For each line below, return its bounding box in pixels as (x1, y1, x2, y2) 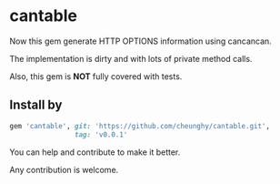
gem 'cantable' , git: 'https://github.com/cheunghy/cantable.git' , (9, 121, 271, 130)
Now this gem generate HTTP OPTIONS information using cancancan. (9, 36, 273, 46)
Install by (9, 97, 63, 113)
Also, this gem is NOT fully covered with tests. (9, 70, 183, 82)
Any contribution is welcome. (9, 164, 119, 175)
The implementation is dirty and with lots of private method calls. (9, 53, 253, 64)
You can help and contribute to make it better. (9, 147, 181, 158)
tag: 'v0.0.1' (74, 129, 128, 139)
